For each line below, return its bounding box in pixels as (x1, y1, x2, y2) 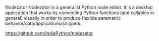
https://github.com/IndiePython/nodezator (5, 30, 93, 36)
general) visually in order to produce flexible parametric (5, 15, 121, 21)
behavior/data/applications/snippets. (5, 20, 82, 26)
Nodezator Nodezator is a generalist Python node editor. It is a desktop (5, 5, 153, 10)
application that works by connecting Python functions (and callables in (5, 10, 154, 16)
